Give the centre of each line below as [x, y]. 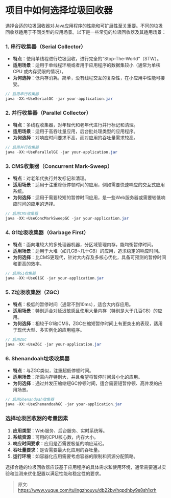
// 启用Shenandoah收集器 [30, 400]
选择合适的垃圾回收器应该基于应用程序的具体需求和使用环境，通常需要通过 [83, 467]
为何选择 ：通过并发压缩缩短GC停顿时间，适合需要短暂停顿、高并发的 [85, 383]
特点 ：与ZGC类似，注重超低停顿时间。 [53, 371]
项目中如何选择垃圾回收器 [59, 10]
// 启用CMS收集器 [22, 214]
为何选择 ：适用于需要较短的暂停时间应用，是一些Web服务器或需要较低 [87, 198]
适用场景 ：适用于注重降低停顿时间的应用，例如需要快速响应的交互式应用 [89, 185]
